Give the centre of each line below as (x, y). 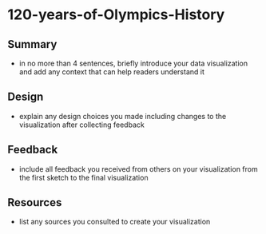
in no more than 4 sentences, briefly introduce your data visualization (133, 63)
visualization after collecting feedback (81, 125)
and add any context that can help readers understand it (112, 72)
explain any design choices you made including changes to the (123, 116)
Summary (32, 44)
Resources (35, 202)
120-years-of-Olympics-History (116, 15)
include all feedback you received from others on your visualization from (138, 169)
